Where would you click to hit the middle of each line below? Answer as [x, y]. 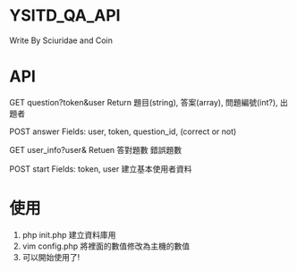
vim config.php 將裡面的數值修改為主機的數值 [106, 246]
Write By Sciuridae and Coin [61, 40]
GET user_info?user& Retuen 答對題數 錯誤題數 [95, 149]
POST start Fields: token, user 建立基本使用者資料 [101, 169]
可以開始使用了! [51, 257]
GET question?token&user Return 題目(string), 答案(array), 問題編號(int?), [144, 102]
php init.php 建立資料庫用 [69, 234]
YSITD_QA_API [65, 16]
